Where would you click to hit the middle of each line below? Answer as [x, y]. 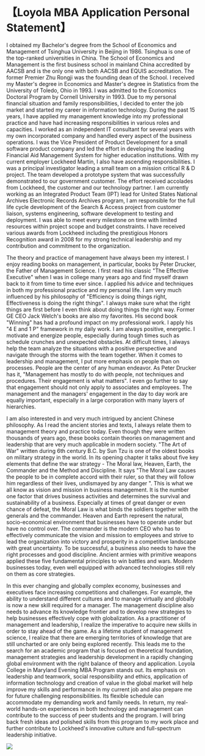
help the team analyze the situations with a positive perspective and [92, 348]
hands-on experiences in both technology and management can [103, 708]
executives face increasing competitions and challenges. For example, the [99, 592]
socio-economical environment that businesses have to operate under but [99, 522]
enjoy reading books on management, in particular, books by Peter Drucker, [101, 264]
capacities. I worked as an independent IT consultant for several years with [101, 129]
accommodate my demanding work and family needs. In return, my [91, 702]
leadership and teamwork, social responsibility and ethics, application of [97, 676]
